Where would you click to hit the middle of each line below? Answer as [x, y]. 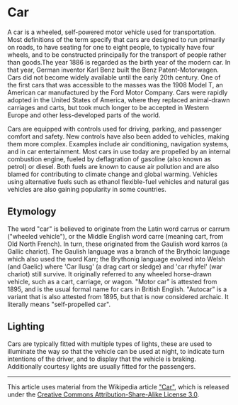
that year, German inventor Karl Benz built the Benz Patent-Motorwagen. [113, 70]
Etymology [32, 211]
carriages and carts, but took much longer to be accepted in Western [108, 107]
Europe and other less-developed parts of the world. [84, 115]
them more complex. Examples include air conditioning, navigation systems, [118, 144]
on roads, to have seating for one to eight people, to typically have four [111, 47]
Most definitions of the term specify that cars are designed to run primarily [116, 39]
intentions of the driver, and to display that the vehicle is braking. [102, 359]
